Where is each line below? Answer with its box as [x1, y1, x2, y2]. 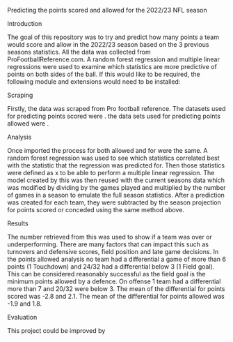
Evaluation [7, 313, 38, 321]
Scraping [7, 91, 33, 99]
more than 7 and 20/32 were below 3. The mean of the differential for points [7, 285, 225, 292]
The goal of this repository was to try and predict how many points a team [7, 33, 219, 41]
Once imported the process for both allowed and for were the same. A [7, 147, 208, 154]
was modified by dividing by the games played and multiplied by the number [7, 184, 226, 191]
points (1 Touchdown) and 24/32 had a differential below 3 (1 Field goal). [7, 262, 215, 271]
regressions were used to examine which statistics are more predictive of [7, 63, 217, 70]
